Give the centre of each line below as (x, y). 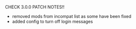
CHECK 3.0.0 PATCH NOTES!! (35, 7)
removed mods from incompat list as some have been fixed (72, 16)
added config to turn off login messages (52, 22)
